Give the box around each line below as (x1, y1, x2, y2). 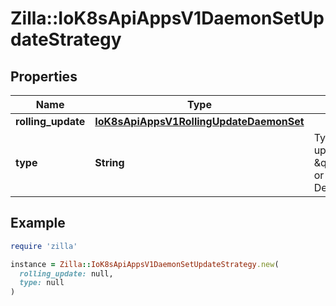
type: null (19, 278, 65, 288)
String (94, 156, 125, 169)
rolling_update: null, (19, 268, 114, 279)
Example (10, 215, 66, 232)
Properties (10, 68, 78, 85)
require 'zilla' (10, 241, 78, 251)
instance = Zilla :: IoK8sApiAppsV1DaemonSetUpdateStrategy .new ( (10, 259, 280, 269)
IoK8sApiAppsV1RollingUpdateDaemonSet (94, 115, 305, 128)
